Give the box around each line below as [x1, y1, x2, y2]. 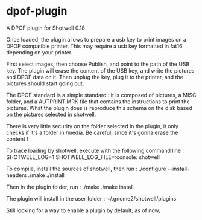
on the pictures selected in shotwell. [6, 111, 96, 118]
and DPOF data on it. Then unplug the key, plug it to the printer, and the [6, 73, 184, 80]
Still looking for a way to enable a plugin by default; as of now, [6, 207, 161, 214]
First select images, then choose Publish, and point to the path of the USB [6, 60, 190, 68]
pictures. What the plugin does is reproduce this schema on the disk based [6, 104, 193, 111]
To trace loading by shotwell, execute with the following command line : [6, 147, 184, 154]
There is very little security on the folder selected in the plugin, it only [6, 122, 179, 129]
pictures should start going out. [6, 80, 84, 87]
